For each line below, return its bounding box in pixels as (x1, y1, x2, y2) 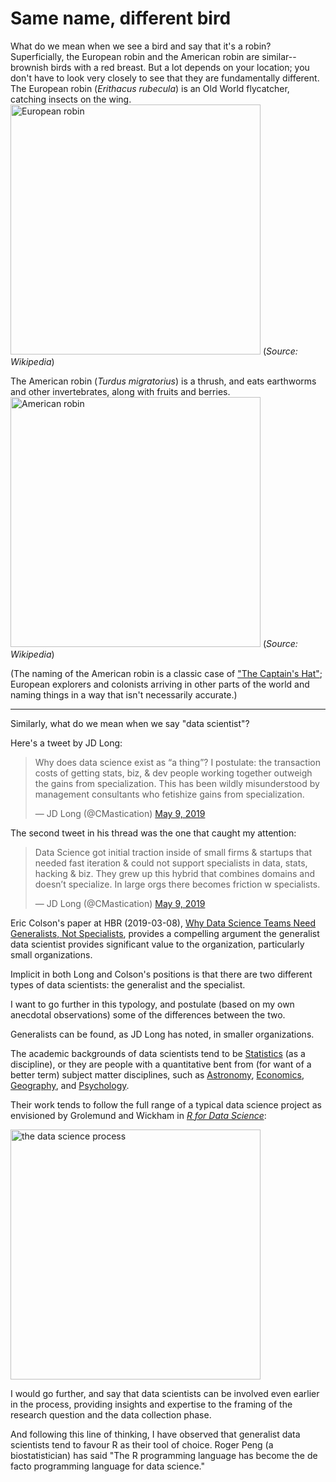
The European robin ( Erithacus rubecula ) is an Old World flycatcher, (10, 82, 290, 94)
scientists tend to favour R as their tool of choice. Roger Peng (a (10, 1438, 274, 1451)
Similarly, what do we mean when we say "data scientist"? (10, 717, 250, 729)
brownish (10, 61, 49, 73)
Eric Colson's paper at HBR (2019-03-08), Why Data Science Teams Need (10, 917, 317, 929)
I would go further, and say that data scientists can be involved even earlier (10, 1387, 320, 1399)
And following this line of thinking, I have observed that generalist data (10, 1428, 301, 1440)
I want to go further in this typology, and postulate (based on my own (10, 998, 295, 1010)
